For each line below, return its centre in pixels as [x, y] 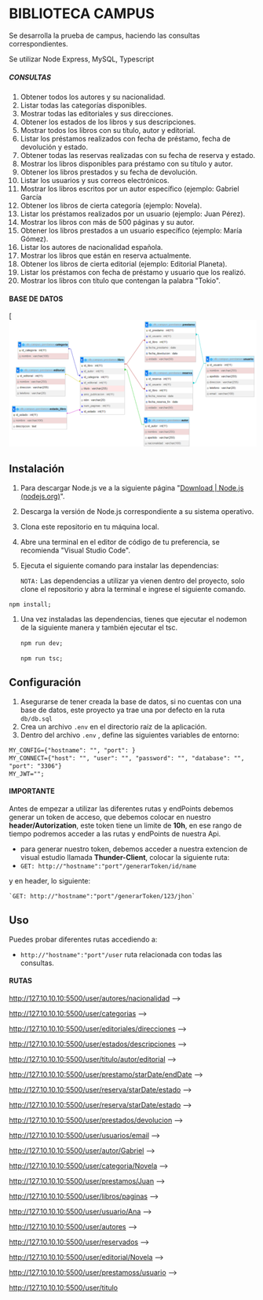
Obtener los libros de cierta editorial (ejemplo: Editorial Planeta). [124, 263]
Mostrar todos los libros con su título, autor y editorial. [108, 130]
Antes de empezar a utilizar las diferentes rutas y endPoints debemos [121, 808]
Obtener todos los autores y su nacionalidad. [93, 97]
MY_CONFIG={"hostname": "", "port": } [72, 750]
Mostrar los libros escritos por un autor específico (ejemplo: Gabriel [130, 189]
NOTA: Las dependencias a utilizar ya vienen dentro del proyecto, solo [133, 580]
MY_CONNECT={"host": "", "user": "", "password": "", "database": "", [127, 758]
